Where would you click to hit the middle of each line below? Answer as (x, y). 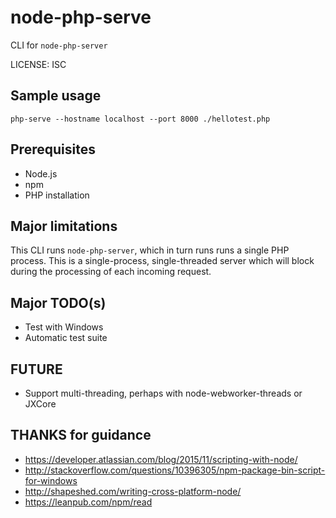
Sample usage (56, 96)
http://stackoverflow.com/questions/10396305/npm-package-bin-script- (175, 470)
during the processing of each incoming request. (111, 272)
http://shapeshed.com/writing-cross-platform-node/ (133, 491)
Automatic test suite (66, 338)
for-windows (51, 480)
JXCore (40, 404)
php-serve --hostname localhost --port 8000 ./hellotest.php (140, 119)
